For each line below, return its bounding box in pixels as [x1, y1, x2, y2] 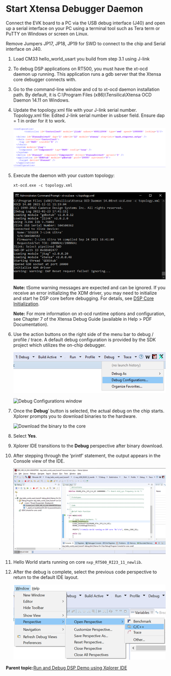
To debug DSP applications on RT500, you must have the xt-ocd [13, 66, 148, 72]
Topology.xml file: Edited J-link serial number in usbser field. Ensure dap [13, 112, 165, 118]
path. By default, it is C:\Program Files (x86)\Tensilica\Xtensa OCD [13, 91, 152, 98]
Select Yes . [13, 433, 37, 439]
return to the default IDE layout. [13, 574, 79, 580]
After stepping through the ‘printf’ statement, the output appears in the [13, 452, 161, 458]
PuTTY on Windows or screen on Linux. [6, 30, 89, 37]
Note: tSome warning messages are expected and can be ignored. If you [13, 285, 166, 291]
